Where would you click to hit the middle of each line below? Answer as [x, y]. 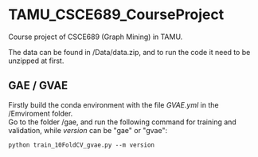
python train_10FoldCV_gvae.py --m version [82, 145]
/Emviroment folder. [41, 113]
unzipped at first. [36, 61]
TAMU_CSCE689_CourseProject [116, 15]
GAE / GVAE [38, 86]
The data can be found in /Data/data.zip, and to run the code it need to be [129, 52]
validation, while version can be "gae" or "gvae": [88, 130]
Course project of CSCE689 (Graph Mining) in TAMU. [96, 37]
